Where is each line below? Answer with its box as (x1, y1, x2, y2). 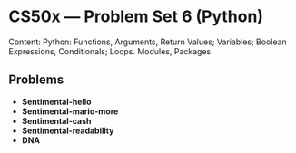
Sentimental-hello (21, 96, 92, 107)
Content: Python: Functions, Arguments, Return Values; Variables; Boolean (8, 36, 287, 47)
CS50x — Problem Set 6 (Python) (8, 6, 264, 27)
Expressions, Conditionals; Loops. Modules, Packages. (8, 45, 214, 56)
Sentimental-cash (21, 115, 92, 126)
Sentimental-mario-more (21, 106, 119, 117)
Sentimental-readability (21, 125, 114, 136)
